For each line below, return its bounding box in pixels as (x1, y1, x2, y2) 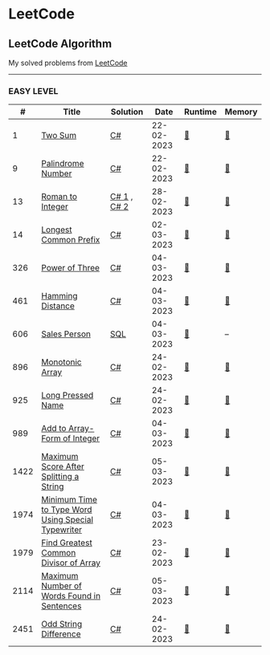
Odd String (41, 619, 83, 630)
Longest (41, 224, 72, 235)
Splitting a (41, 471, 80, 482)
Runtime (183, 106, 217, 117)
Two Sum (41, 130, 77, 141)
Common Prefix (41, 234, 100, 246)
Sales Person (41, 328, 91, 340)
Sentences (41, 600, 82, 612)
